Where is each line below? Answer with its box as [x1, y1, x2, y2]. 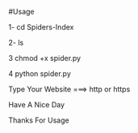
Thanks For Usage [8, 115, 70, 125]
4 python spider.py [8, 69, 71, 79]
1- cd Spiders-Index [8, 22, 74, 31]
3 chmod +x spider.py [8, 54, 82, 62]
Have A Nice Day [8, 100, 65, 109]
